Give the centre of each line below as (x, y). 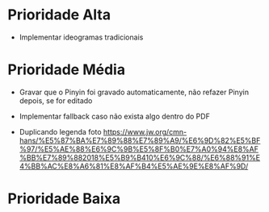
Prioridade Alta (59, 15)
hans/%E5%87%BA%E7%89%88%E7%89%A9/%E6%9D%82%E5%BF (140, 140)
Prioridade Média (67, 70)
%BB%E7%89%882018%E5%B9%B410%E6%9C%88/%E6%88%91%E (139, 157)
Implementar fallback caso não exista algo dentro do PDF (115, 116)
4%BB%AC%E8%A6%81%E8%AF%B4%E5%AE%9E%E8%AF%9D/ (134, 166)
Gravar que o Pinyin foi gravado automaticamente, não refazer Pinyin (134, 92)
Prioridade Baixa (64, 199)
